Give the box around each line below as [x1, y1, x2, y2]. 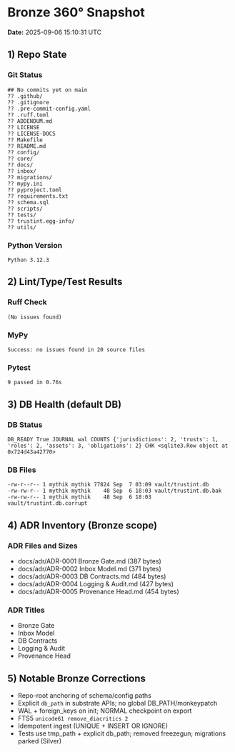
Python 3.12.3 [7, 256, 50, 264]
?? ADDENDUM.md [7, 117, 53, 125]
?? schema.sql [7, 199, 50, 206]
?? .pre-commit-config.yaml [7, 105, 91, 112]
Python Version [7, 240, 63, 250]
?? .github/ [7, 92, 43, 100]
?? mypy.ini [7, 180, 43, 187]
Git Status [7, 70, 43, 80]
